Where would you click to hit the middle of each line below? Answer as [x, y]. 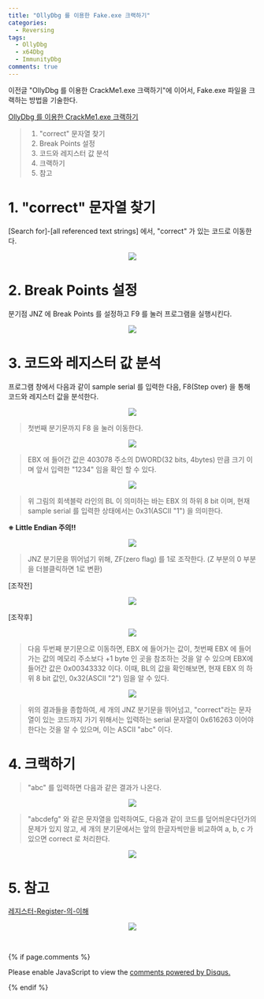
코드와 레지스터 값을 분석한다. [54, 396]
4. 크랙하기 [42, 764]
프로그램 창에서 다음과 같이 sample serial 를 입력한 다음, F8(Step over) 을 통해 [129, 386]
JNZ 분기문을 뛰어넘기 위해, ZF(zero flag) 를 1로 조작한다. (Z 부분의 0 [134, 559]
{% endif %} [28, 988]
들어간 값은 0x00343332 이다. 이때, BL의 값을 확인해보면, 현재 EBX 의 [136, 668]
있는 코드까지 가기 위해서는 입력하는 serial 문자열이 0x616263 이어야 [148, 719]
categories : [28, 23]
